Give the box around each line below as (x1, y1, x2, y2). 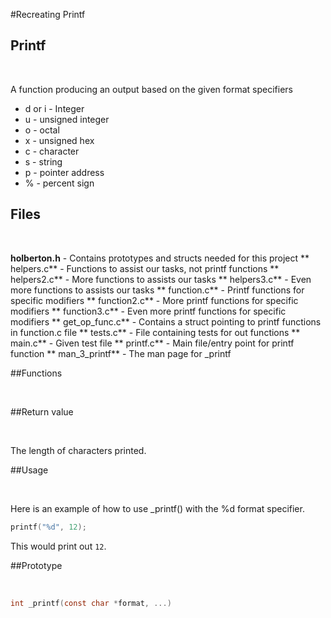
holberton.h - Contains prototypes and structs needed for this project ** (10, 252, 310, 264)
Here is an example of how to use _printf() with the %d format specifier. (10, 502, 305, 514)
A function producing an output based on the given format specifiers (10, 83, 293, 95)
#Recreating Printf (10, 9, 86, 20)
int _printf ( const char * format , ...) (10, 598, 172, 608)
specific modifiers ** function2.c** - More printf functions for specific (10, 294, 299, 306)
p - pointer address (24, 166, 105, 178)
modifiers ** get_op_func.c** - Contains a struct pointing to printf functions (10, 315, 322, 328)
